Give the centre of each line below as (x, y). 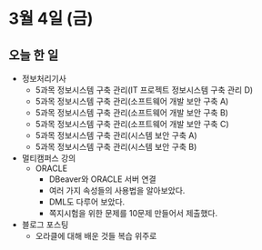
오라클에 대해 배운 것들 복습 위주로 (96, 236)
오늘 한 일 (34, 55)
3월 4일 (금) (51, 19)
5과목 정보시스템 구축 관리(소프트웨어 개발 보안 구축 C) (132, 124)
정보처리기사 (44, 79)
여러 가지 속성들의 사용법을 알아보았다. (117, 190)
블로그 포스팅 (45, 225)
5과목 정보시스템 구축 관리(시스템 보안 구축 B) (116, 147)
